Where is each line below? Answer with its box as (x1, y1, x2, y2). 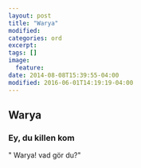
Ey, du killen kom (8, 132, 76, 143)
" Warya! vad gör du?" (8, 150, 81, 160)
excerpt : (8, 42, 37, 50)
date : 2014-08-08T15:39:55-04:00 (8, 71, 119, 79)
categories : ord (8, 34, 62, 42)
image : (8, 57, 30, 65)
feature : (15, 64, 45, 72)
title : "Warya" (8, 19, 59, 27)
